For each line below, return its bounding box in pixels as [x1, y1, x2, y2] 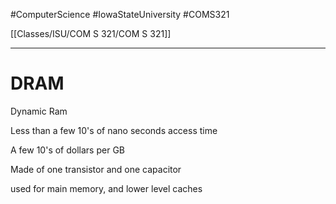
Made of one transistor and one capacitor [10, 163, 182, 175]
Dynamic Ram [10, 105, 68, 117]
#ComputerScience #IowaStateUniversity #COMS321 [10, 9, 230, 20]
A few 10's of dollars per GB [10, 144, 125, 156]
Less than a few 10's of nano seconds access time [10, 124, 218, 136]
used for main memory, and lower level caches [10, 182, 203, 194]
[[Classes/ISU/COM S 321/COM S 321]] [10, 28, 172, 39]
